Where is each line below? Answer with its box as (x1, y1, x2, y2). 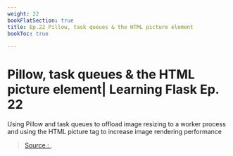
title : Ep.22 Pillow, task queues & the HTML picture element (7, 23, 194, 30)
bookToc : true (7, 30, 49, 37)
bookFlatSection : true (7, 17, 74, 24)
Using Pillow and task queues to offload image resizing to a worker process (7, 120, 227, 128)
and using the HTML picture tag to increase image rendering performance (7, 128, 222, 136)
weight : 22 (7, 10, 39, 18)
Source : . (24, 141, 53, 150)
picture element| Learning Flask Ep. (7, 82, 220, 97)
